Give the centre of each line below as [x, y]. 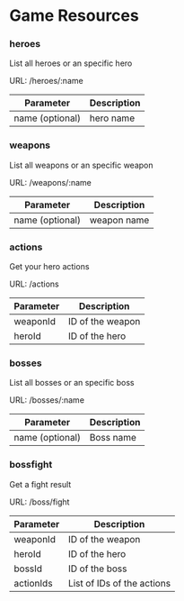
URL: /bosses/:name [47, 400]
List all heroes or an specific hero [71, 63]
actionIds [33, 583]
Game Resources [74, 16]
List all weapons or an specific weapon [82, 165]
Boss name [113, 438]
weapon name [119, 220]
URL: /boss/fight [39, 502]
